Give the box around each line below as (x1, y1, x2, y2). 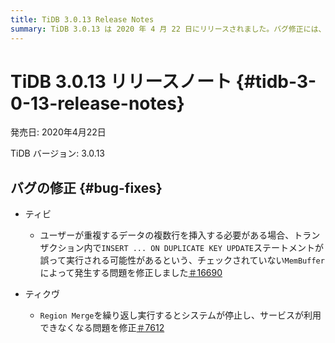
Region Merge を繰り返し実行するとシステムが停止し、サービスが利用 (39, 309, 322, 321)
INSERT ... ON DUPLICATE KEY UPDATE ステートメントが (101, 242, 324, 254)
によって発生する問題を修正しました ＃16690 (39, 267, 223, 279)
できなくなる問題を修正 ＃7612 (39, 322, 165, 334)
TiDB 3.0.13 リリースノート (10, 70, 232, 93)
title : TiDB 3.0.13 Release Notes (10, 14, 155, 25)
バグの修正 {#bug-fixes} (10, 179, 163, 196)
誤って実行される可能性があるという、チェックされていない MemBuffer (39, 254, 325, 266)
